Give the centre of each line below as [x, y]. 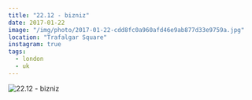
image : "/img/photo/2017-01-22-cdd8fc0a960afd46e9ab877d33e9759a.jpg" [126, 30]
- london [30, 59]
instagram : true [35, 45]
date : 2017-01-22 [37, 23]
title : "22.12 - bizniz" [49, 15]
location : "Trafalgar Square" [58, 37]
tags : [17, 52]
